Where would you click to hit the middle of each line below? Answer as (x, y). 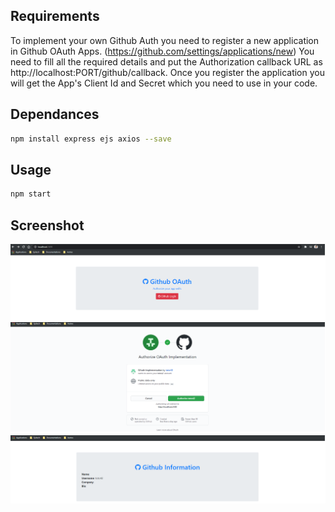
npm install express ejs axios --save (91, 139)
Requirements (55, 16)
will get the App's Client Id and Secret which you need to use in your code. (164, 83)
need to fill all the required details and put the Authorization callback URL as (166, 61)
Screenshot (47, 225)
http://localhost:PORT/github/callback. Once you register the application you (167, 72)
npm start (31, 194)
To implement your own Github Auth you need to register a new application (165, 40)
